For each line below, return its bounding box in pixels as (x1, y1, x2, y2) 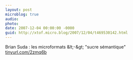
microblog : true (5, 12, 39, 17)
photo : (5, 21, 19, 26)
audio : (5, 16, 19, 21)
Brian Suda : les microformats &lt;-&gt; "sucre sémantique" (5, 44, 126, 50)
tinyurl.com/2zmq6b (5, 49, 47, 55)
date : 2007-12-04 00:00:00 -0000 (5, 26, 75, 31)
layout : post (5, 7, 32, 12)
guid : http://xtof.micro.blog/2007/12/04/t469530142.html (5, 30, 128, 35)
